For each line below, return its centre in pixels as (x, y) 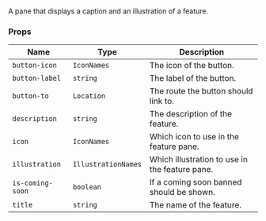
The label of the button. (193, 78)
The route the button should (201, 91)
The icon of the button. (192, 66)
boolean (87, 187)
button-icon (35, 65)
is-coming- (32, 183)
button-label (37, 78)
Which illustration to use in (198, 159)
